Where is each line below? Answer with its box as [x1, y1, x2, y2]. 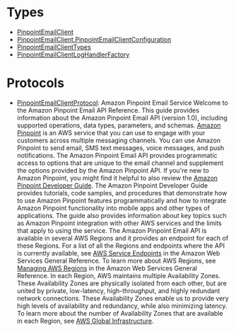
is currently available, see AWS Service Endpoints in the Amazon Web [16, 248, 220, 257]
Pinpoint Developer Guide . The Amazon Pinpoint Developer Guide [16, 181, 208, 190]
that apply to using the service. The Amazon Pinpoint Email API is [16, 226, 207, 234]
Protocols [6, 75, 65, 91]
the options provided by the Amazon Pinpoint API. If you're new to [16, 166, 209, 174]
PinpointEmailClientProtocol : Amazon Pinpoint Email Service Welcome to [16, 98, 229, 107]
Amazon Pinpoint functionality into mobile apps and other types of [16, 203, 210, 212]
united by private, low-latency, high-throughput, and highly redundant [16, 286, 220, 294]
